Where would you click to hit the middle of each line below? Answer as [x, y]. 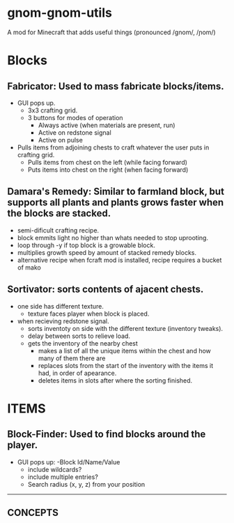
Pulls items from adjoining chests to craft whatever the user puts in [113, 147]
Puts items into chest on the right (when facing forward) [108, 170]
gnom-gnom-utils [60, 13]
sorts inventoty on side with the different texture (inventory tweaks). [125, 328]
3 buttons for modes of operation [75, 117]
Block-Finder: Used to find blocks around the [107, 434]
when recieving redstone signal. [63, 321]
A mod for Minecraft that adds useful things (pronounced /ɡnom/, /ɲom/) [111, 32]
